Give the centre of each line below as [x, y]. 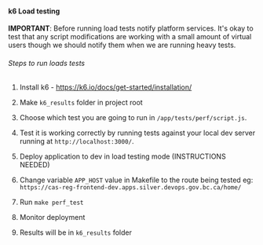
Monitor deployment [52, 218]
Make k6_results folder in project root [81, 103]
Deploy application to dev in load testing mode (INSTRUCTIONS [122, 156]
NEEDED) [35, 165]
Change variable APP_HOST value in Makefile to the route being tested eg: [136, 180]
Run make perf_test [51, 202]
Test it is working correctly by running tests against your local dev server [137, 133]
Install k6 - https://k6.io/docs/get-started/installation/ [106, 87]
